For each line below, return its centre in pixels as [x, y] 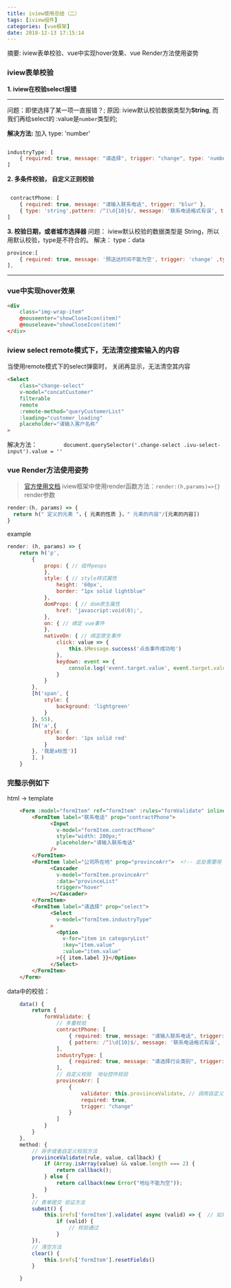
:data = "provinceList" [87, 881]
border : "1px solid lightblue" [101, 591]
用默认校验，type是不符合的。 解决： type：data [76, 240]
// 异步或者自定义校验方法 [65, 1151]
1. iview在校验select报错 [42, 89]
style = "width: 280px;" [89, 836]
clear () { [46, 1253]
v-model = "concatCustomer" [57, 393]
